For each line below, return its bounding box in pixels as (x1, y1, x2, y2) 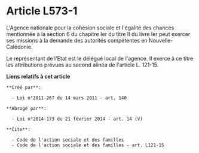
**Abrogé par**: (6, 105, 47, 112)
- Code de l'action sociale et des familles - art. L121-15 (11, 142, 164, 148)
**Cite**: (6, 126, 31, 133)
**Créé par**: (6, 84, 42, 91)
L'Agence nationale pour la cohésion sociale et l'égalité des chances (6, 24, 174, 31)
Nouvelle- (148, 37, 173, 44)
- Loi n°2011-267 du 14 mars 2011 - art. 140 (11, 95, 127, 101)
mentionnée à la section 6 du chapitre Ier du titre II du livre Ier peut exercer (6, 30, 191, 37)
